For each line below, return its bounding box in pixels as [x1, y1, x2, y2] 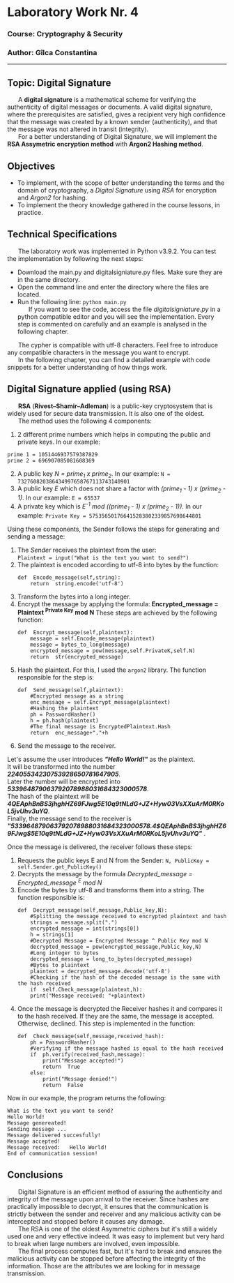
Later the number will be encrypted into [7, 777, 120, 786]
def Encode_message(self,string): [17, 573, 121, 581]
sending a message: [7, 532, 65, 541]
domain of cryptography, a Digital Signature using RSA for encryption [17, 186, 217, 195]
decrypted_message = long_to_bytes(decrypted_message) [30, 956, 193, 963]
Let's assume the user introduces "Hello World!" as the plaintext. [7, 755, 196, 764]
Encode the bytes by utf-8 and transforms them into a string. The [17, 886, 205, 894]
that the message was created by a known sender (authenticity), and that [7, 118, 217, 126]
